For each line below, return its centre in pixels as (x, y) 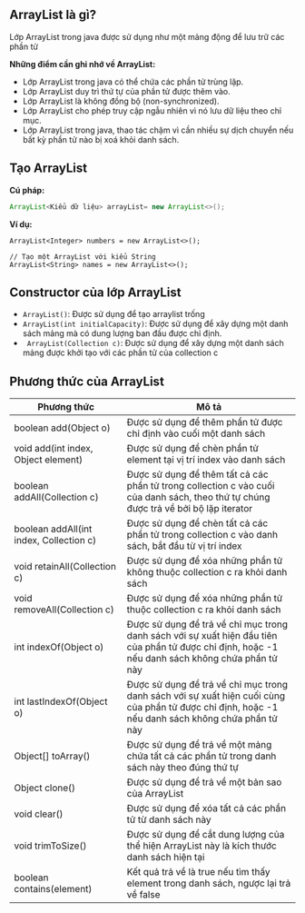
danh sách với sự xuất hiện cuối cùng (206, 696)
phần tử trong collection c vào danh (202, 535)
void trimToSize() (50, 846)
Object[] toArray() (52, 756)
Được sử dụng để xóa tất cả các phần (207, 809)
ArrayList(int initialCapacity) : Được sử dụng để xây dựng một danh (155, 324)
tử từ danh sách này (169, 819)
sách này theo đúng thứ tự (182, 768)
